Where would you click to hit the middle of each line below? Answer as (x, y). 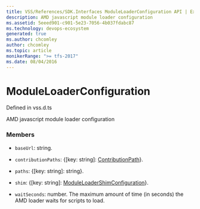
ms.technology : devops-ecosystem (48, 28)
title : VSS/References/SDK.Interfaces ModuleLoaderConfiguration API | (97, 12)
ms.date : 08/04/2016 (32, 62)
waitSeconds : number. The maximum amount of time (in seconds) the (99, 194)
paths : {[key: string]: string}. (49, 171)
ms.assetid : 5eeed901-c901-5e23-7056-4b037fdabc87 (70, 23)
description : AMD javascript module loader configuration (79, 17)
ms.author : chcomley (32, 39)
